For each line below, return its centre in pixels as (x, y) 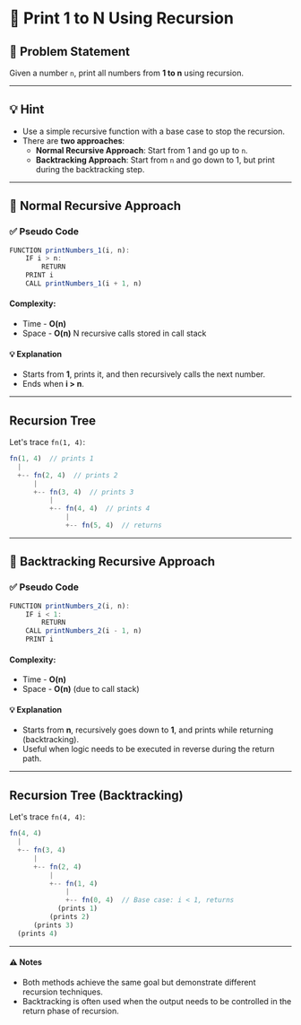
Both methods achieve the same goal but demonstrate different (139, 982)
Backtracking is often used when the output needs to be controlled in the (157, 1001)
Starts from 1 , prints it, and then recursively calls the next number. (144, 374)
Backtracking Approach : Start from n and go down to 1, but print (155, 160)
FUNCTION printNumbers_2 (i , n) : (69, 606)
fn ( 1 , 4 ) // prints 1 (52, 459)
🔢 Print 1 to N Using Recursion (122, 18)
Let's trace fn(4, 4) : (47, 817)
